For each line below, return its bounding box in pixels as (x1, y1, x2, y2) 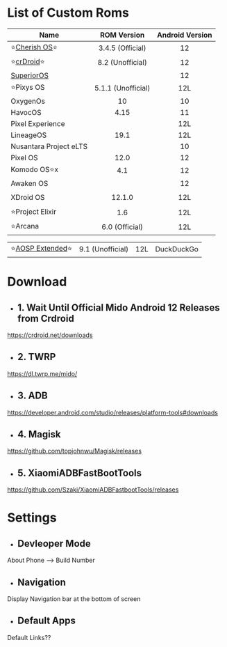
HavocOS (10, 107, 42, 117)
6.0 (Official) (101, 222, 144, 232)
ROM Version (100, 30, 145, 40)
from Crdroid (17, 312, 74, 325)
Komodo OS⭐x (10, 164, 59, 174)
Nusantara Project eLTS (10, 141, 88, 151)
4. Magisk (17, 428, 61, 440)
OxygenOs (10, 96, 45, 106)
